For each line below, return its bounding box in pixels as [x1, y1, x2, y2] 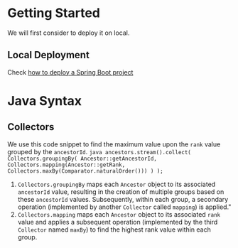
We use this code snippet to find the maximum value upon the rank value [7, 140, 221, 149]
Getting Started [7, 5, 101, 21]
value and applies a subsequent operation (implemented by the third [17, 217, 218, 226]
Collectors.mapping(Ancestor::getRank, [7, 161, 126, 168]
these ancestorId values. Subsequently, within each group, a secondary [17, 195, 229, 203]
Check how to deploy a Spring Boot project [7, 68, 134, 76]
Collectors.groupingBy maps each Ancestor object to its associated [17, 180, 216, 188]
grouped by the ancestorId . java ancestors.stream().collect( [7, 147, 192, 156]
